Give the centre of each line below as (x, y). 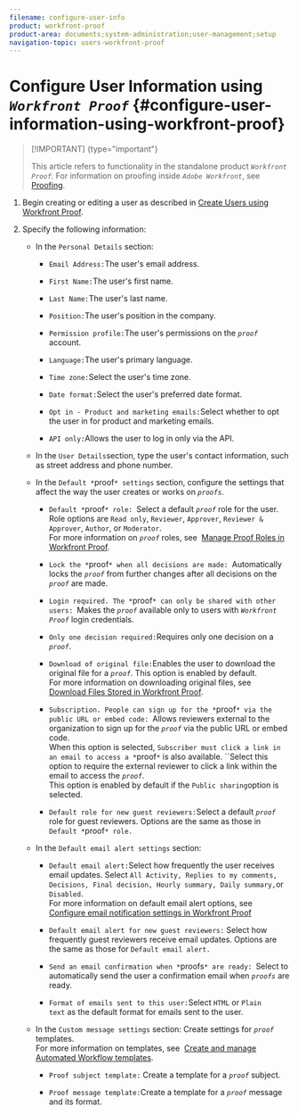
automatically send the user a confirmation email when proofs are (169, 976)
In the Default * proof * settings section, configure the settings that (160, 483)
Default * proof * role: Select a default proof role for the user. (163, 509)
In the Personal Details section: (94, 247)
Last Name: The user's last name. (108, 299)
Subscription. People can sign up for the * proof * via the (161, 709)
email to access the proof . (97, 776)
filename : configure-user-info (67, 17)
